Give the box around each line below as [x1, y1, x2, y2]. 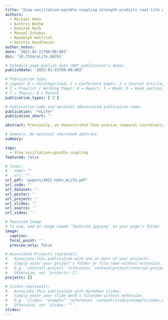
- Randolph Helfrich [9, 36, 52, 41]
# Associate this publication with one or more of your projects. [5, 256, 151, 261]
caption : [9, 233, 28, 238]
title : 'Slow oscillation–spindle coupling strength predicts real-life [5, 7, 160, 13]
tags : [5, 145, 16, 150]
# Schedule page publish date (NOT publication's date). [5, 63, 126, 68]
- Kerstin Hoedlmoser [9, 40, 55, 45]
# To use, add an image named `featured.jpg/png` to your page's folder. [5, 224, 162, 229]
